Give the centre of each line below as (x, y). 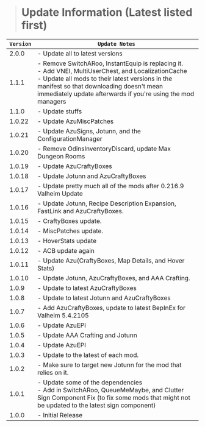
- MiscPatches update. (70, 231)
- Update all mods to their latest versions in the (105, 79)
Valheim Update (60, 193)
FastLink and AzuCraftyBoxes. (81, 211)
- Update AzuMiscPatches (76, 121)
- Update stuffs (60, 111)
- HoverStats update (67, 241)
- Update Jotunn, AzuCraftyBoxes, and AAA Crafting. (114, 278)
